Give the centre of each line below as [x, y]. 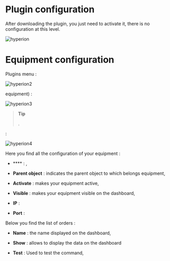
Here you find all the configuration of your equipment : [63, 153]
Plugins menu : [21, 74]
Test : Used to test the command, [48, 253]
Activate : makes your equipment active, [56, 183]
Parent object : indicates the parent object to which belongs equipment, [89, 173]
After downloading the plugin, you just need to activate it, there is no [78, 24]
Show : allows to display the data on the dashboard [67, 243]
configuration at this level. [33, 29]
